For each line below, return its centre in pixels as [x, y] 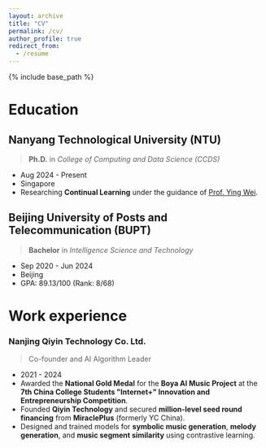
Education [44, 110]
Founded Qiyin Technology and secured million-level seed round [131, 409]
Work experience [68, 316]
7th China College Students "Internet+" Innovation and [115, 392]
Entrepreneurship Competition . [74, 401]
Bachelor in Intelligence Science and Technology [111, 250]
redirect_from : [34, 46]
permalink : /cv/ [36, 31]
